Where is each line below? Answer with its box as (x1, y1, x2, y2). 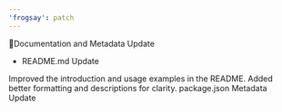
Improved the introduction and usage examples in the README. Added (8, 73, 274, 84)
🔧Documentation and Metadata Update (8, 38, 156, 49)
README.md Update (21, 55, 99, 66)
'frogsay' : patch (8, 13, 75, 23)
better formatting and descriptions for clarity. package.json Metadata (8, 82, 267, 93)
